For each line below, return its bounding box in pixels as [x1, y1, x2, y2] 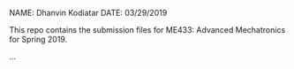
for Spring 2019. [9, 34, 68, 44]
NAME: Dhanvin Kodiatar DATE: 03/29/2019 [9, 8, 168, 18]
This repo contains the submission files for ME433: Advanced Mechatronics [9, 25, 286, 34]
